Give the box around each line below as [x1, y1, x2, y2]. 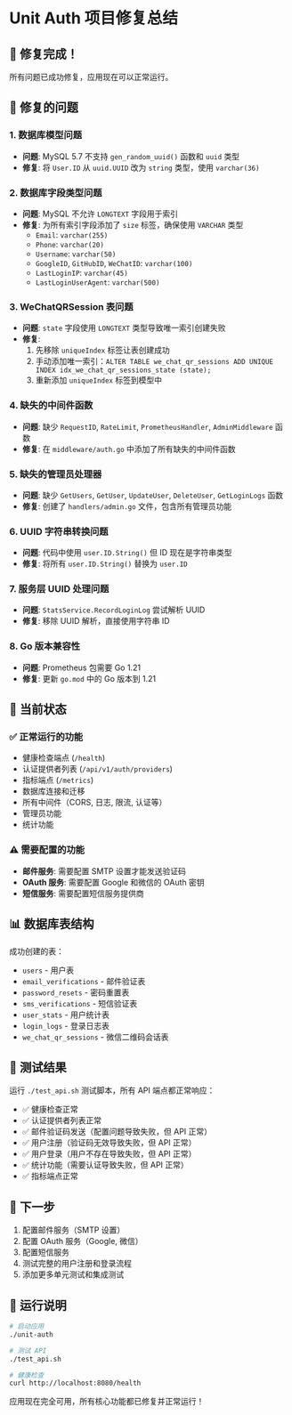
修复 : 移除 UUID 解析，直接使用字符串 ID [21, 616, 171, 627]
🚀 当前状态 [9, 702, 67, 717]
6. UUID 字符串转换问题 [9, 525, 109, 538]
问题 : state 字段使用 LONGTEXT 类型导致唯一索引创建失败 [21, 322, 226, 334]
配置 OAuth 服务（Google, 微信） [21, 1236, 144, 1247]
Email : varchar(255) [35, 229, 109, 240]
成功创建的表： [9, 945, 64, 957]
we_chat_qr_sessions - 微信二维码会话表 [21, 1031, 169, 1042]
